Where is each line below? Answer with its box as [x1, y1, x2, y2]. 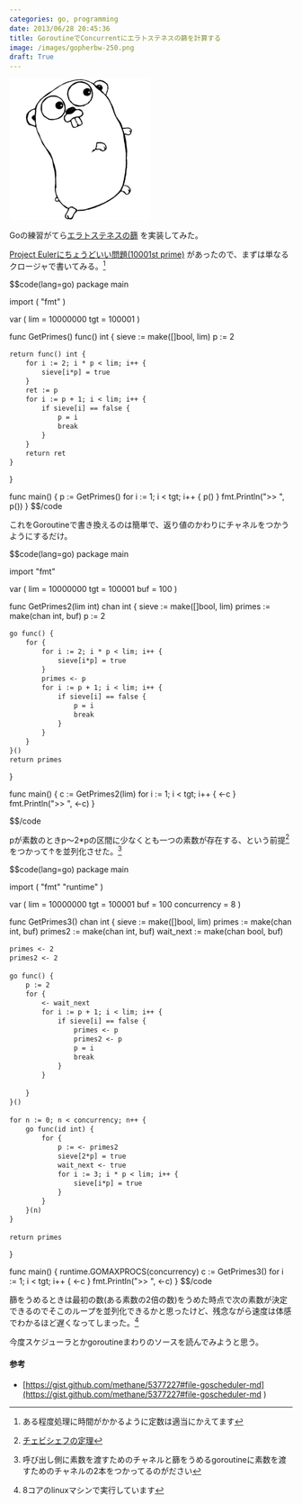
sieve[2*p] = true [57, 1152, 127, 1162]
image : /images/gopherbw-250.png [9, 43, 135, 52]
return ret [25, 449, 67, 458]
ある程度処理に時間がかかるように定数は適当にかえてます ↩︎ [22, 1416, 244, 1427]
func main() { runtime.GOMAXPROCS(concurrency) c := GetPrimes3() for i [9, 1266, 284, 1277]
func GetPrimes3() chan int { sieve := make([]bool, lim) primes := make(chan [9, 916, 292, 927]
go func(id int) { [25, 1125, 94, 1135]
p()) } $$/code [9, 500, 63, 511]
